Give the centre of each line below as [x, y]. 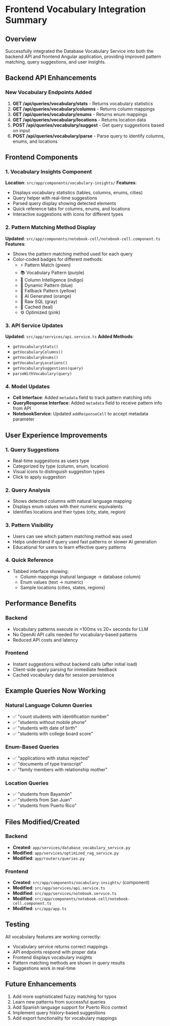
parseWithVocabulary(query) [42, 374]
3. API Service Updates [34, 325]
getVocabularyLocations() [40, 363]
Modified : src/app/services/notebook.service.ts [64, 893]
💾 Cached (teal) [37, 307]
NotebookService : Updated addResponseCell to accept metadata [80, 414]
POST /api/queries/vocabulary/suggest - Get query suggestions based [88, 125]
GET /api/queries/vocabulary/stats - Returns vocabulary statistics [83, 103]
